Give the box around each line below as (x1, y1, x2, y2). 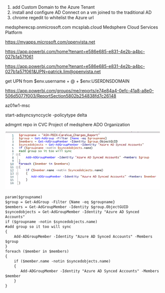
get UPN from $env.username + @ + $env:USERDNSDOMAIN (5, 78, 130, 84)
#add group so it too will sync (5, 224, 71, 229)
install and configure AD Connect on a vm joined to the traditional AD (12, 9, 152, 15)
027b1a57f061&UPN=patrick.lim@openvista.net (5, 69, 101, 74)
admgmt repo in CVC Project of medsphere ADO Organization (5, 122, 130, 127)
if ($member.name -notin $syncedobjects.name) (14, 258, 111, 263)
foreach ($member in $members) (5, 249, 69, 254)
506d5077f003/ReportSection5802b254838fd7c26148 (5, 93, 116, 99)
